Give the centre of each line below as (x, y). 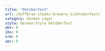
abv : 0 (12, 28)
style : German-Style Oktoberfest (39, 23)
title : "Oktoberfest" (27, 9)
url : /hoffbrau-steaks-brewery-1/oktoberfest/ (53, 14)
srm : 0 (12, 37)
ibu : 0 (12, 32)
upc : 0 (12, 41)
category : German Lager (29, 18)
